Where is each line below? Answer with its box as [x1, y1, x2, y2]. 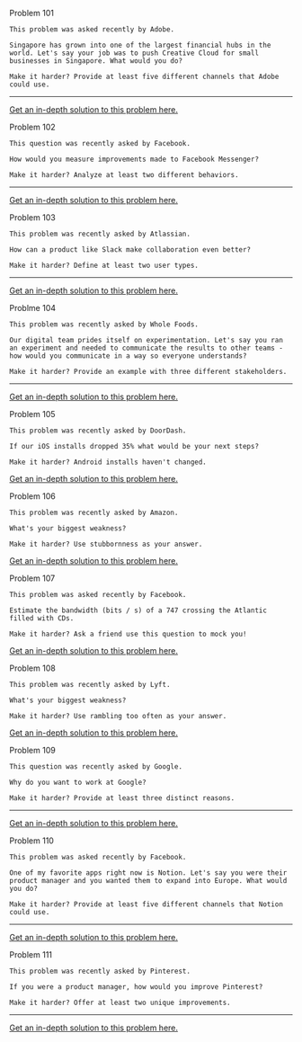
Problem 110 [9, 835, 54, 846]
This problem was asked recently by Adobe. [9, 25, 175, 34]
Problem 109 [9, 745, 56, 755]
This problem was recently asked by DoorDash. [9, 426, 187, 435]
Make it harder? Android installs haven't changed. [9, 458, 207, 467]
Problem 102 [9, 121, 56, 132]
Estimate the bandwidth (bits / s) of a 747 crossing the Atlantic [9, 606, 268, 615]
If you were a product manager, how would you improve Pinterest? [9, 983, 263, 992]
